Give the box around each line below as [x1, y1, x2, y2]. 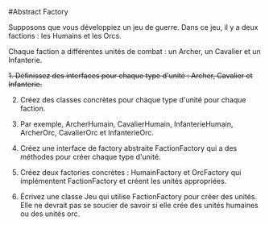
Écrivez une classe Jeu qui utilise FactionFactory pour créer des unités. [19, 192, 258, 201]
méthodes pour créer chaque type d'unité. [19, 152, 161, 161]
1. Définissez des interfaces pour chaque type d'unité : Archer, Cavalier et [8, 71, 253, 80]
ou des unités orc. [19, 209, 81, 219]
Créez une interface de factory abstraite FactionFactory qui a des [19, 144, 238, 152]
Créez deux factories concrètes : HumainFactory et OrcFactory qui [19, 168, 242, 177]
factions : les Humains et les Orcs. [8, 31, 122, 40]
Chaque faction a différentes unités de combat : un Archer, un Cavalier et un [8, 47, 262, 56]
